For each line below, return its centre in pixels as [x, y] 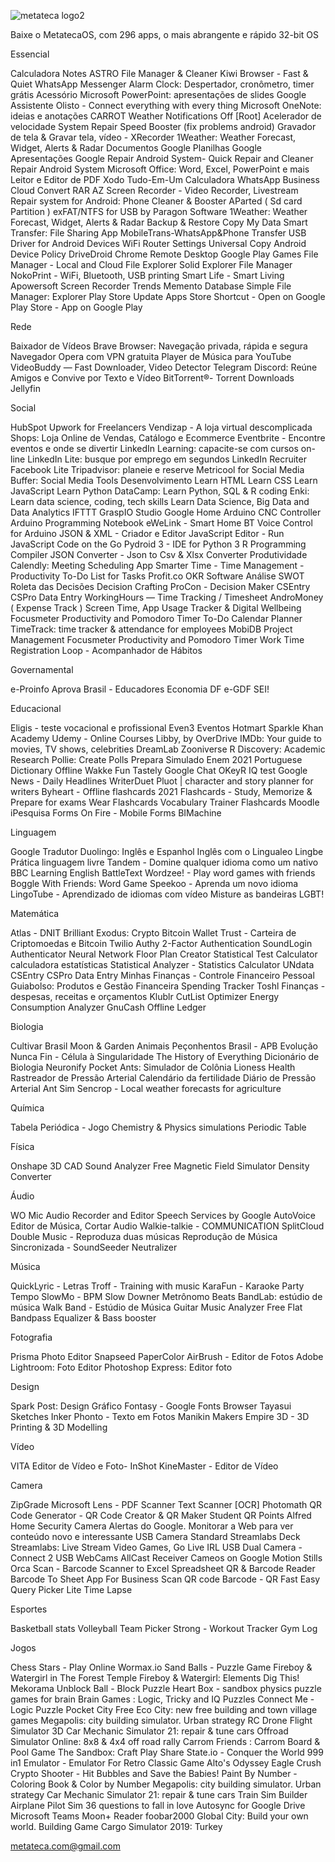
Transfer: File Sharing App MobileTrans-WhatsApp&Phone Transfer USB [158, 233]
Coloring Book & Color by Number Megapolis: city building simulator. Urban [166, 1784]
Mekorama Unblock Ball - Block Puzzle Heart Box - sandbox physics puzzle [166, 1688]
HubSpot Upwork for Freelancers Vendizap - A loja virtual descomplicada [161, 427]
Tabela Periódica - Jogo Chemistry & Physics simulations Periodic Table [158, 1127]
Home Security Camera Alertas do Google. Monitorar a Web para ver [152, 1526]
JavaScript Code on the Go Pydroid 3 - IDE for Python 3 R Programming [158, 544]
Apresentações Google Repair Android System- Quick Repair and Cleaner [162, 158]
